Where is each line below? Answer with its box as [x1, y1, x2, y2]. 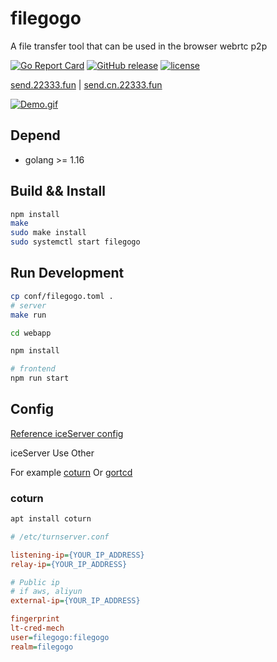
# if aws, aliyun [10, 587, 83, 597]
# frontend [10, 364, 56, 374]
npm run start [10, 373, 70, 384]
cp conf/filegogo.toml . [10, 291, 114, 301]
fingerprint [10, 614, 60, 624]
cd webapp [10, 328, 52, 338]
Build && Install [10, 183, 106, 200]
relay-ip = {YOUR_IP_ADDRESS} [10, 559, 128, 569]
